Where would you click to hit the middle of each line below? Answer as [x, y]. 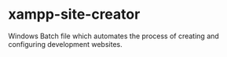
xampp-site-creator [74, 14]
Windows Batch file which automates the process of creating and [114, 36]
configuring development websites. [66, 44]
